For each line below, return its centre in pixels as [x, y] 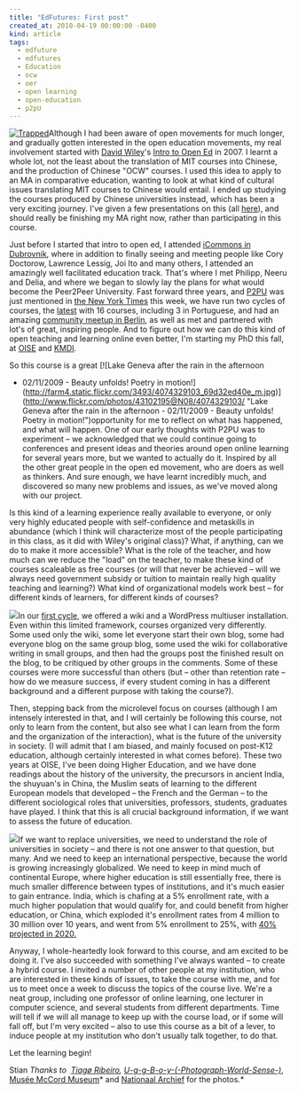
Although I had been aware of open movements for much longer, [167, 133]
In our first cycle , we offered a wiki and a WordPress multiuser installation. [153, 616]
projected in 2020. [43, 934]
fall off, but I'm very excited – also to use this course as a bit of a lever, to [142, 1027]
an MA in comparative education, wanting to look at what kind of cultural [142, 180]
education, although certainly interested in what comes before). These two [145, 755]
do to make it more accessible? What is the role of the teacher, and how [140, 550]
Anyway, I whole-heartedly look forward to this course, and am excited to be [149, 951]
